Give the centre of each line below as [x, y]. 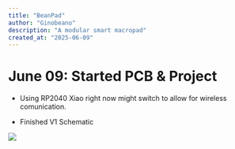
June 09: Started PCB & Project [113, 76]
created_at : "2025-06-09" [51, 37]
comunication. [43, 106]
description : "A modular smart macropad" [78, 30]
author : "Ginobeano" [42, 23]
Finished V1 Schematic [57, 122]
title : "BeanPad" [37, 15]
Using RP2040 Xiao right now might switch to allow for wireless [123, 99]
